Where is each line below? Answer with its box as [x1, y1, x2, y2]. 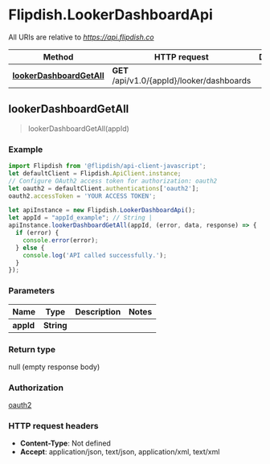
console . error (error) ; [22, 236, 99, 244]
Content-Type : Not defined [19, 438, 111, 448]
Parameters [8, 285, 55, 297]
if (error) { [15, 229, 59, 237]
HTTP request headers [8, 421, 99, 432]
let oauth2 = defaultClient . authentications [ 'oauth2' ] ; [8, 184, 199, 192]
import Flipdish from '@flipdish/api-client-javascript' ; [8, 162, 207, 170]
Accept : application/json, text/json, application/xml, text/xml [19, 447, 220, 457]
